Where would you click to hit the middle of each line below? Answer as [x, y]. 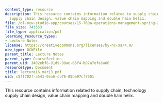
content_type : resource [29, 9]
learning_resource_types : [31, 37]
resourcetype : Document [29, 68]
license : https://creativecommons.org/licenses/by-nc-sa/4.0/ [69, 45]
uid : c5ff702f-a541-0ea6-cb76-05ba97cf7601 [50, 77]
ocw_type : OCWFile [24, 50]
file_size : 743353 [24, 27]
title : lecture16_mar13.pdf [33, 72]
